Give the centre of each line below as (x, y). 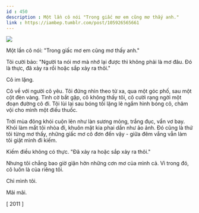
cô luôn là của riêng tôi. (35, 170)
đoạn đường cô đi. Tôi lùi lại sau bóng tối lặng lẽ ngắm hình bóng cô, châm (97, 104)
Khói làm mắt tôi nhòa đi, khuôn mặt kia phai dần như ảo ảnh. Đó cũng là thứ (99, 128)
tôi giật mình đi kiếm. (32, 140)
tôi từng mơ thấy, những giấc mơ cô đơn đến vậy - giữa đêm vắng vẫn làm (97, 134)
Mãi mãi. (17, 192)
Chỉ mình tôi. (22, 181)
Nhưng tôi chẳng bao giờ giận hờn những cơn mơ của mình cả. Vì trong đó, (97, 163)
